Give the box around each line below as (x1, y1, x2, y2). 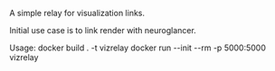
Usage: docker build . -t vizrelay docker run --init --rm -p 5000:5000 (9, 42, 267, 53)
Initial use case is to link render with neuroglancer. (9, 25, 196, 35)
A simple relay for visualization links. (9, 8, 146, 18)
